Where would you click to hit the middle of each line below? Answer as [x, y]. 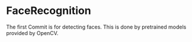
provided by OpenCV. [32, 33]
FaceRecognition [49, 11]
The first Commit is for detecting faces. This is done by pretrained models [96, 27]
